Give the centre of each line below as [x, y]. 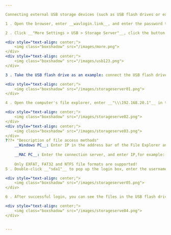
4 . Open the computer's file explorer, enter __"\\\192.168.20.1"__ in [84, 103]
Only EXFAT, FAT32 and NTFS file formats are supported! [76, 164]
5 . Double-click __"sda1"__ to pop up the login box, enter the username [86, 169]
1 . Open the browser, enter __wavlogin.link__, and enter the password [84, 23]
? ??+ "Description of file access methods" [52, 141]
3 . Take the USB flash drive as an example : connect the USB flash [79, 75]
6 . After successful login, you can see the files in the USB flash [81, 197]
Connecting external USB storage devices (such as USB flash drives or [83, 14]
